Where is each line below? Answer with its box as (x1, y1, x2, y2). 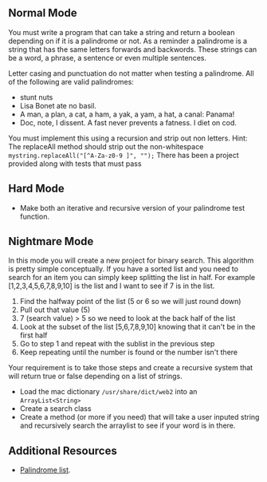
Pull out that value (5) (19, 305, 91, 314)
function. (19, 211, 50, 221)
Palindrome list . (19, 465, 71, 475)
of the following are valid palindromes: (8, 77, 134, 86)
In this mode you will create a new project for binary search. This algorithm (8, 255, 254, 266)
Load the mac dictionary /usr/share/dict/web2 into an (19, 387, 198, 397)
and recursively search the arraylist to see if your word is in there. (19, 421, 236, 430)
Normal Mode (8, 6, 77, 20)
